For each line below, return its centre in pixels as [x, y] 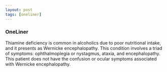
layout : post [19, 10]
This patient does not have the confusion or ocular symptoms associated [81, 58]
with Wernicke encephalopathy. [38, 64]
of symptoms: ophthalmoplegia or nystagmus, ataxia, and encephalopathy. [83, 53]
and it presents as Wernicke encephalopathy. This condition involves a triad [84, 48]
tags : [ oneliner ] [23, 14]
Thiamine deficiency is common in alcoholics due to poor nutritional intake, [83, 42]
